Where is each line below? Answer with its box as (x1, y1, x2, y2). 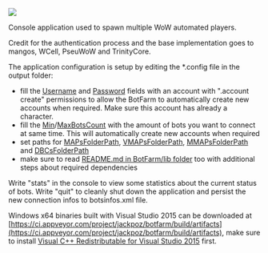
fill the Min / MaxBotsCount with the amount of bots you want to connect (19, 120, 256, 130)
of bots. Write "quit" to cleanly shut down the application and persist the (8, 187, 246, 196)
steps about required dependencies (19, 163, 138, 172)
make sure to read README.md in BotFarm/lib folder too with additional (19, 155, 255, 163)
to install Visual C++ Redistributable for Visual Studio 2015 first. (8, 236, 218, 246)
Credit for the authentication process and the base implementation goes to (8, 38, 254, 47)
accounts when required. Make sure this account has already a (19, 103, 228, 112)
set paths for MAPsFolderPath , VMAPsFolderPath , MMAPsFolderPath (19, 137, 249, 147)
